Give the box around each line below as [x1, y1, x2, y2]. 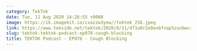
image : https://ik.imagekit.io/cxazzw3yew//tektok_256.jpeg [6, 19, 157, 25]
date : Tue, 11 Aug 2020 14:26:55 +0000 [6, 14, 104, 20]
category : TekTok [6, 8, 49, 15]
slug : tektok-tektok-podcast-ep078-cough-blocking [6, 30, 133, 36]
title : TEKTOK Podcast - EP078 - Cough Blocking [6, 36, 127, 42]
